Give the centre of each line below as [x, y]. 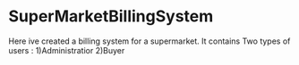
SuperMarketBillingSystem [111, 16]
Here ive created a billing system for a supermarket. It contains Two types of [149, 41]
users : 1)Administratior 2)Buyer [67, 50]
